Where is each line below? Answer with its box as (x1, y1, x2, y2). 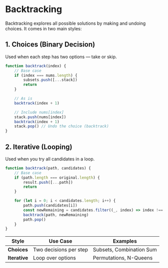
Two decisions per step (33, 246, 88, 253)
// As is (14, 96, 33, 101)
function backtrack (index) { (5, 63, 66, 69)
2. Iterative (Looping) (5, 142, 73, 151)
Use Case (48, 238, 72, 245)
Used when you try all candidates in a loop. (5, 155, 95, 162)
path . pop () (23, 217, 46, 222)
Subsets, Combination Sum (93, 246, 157, 253)
